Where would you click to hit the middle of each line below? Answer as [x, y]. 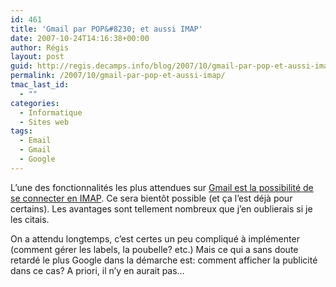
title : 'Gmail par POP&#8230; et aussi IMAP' [106, 29]
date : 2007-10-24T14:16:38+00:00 [80, 38]
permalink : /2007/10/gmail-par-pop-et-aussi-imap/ [118, 76]
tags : [21, 131]
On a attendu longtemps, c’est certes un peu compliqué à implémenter [155, 238]
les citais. [30, 219]
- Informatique [51, 112]
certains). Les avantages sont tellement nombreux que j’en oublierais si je [161, 208]
